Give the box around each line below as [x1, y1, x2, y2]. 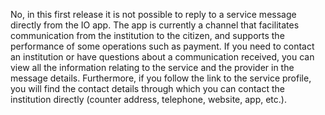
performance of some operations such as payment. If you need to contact [10, 40, 315, 52]
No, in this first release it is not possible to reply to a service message [10, 9, 297, 20]
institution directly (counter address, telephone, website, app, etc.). [10, 94, 287, 105]
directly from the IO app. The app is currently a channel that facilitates [10, 19, 300, 31]
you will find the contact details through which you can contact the [10, 83, 285, 94]
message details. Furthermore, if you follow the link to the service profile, [10, 72, 312, 84]
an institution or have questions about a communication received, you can [10, 51, 315, 63]
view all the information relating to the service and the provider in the [10, 62, 295, 73]
